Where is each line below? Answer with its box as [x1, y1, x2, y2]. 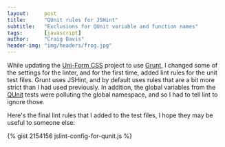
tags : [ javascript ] [7, 29, 81, 37]
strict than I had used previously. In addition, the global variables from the [7, 84, 216, 91]
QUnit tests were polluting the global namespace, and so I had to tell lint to [7, 90, 218, 99]
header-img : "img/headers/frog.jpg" [7, 42, 112, 49]
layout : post [7, 10, 57, 17]
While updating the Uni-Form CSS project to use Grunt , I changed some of [7, 61, 218, 69]
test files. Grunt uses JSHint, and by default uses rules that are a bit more [7, 76, 215, 84]
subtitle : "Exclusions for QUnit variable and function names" [7, 23, 198, 30]
